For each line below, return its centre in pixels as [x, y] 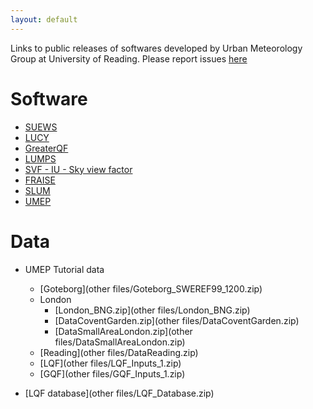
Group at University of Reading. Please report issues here [129, 58]
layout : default [44, 19]
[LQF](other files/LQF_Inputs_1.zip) [110, 363]
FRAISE [40, 180]
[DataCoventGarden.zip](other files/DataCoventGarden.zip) [177, 320]
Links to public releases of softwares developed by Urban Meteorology [156, 48]
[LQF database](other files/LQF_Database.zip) [119, 393]
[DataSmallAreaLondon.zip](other [123, 331]
